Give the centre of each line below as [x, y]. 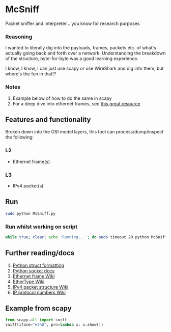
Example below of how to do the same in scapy [62, 98]
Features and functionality [48, 119]
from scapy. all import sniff [36, 320]
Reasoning [19, 37]
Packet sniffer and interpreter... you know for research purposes [73, 23]
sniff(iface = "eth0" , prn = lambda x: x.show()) [54, 325]
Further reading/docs [40, 253]
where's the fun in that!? [31, 74]
